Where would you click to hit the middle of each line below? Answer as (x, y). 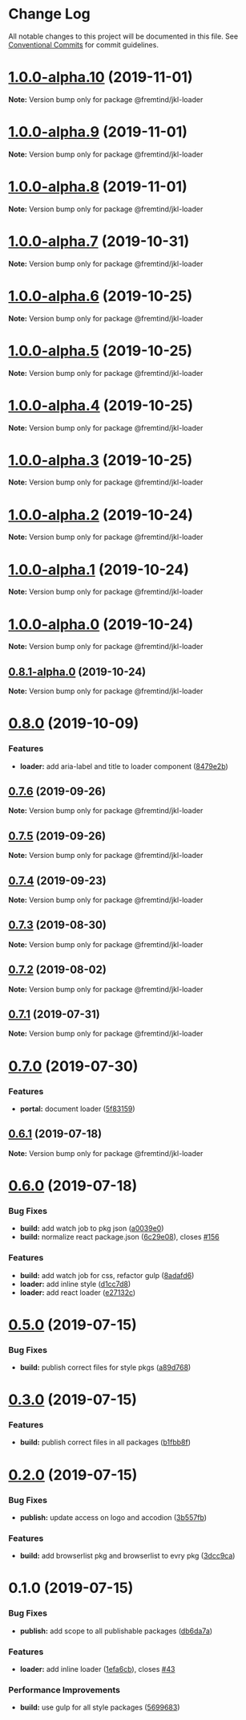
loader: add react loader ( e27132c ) (78, 1292)
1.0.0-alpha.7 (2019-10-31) (99, 241)
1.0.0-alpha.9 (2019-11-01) (98, 132)
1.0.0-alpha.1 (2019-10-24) (99, 569)
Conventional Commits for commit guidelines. (83, 44)
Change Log (49, 14)
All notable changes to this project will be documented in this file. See (123, 36)
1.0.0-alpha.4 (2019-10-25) (101, 405)
